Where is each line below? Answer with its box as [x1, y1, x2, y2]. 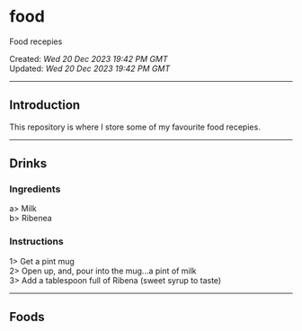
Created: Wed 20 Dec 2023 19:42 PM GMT [9, 53, 168, 64]
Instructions [9, 236, 65, 248]
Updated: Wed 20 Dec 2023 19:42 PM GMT [9, 63, 171, 74]
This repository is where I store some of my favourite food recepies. [9, 121, 261, 132]
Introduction [9, 97, 81, 113]
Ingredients [9, 183, 61, 195]
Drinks [9, 156, 48, 172]
